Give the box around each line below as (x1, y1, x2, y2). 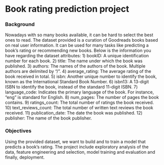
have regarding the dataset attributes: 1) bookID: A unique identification (5, 53, 149, 59)
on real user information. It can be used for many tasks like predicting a (5, 43, 149, 48)
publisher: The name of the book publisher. (5, 115, 92, 121)
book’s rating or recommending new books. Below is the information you (5, 47, 151, 53)
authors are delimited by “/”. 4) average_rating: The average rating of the (5, 69, 152, 74)
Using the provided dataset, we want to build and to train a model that (5, 139, 146, 144)
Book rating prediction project (5, 3, 129, 15)
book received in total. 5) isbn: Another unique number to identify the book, (5, 73, 157, 79)
